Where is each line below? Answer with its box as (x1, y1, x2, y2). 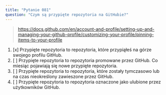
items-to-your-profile (17, 36, 63, 43)
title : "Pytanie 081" (5, 7, 51, 13)
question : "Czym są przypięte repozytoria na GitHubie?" (5, 12, 129, 17)
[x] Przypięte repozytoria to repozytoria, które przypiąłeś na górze (12, 46, 152, 53)
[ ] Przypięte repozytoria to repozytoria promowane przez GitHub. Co (12, 57, 158, 63)
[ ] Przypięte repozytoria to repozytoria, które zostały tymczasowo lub (12, 68, 159, 74)
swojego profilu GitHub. (12, 52, 63, 58)
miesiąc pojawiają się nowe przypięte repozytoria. (12, 63, 118, 69)
